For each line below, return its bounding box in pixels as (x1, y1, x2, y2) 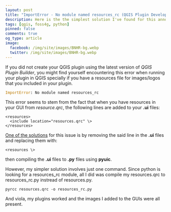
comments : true (5, 31, 38, 36)
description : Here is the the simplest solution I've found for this (5, 17, 156, 22)
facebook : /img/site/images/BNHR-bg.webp (10, 45, 99, 50)
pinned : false (5, 26, 36, 32)
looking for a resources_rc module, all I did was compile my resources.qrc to (5, 171, 165, 178)
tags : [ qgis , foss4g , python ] (5, 21, 70, 27)
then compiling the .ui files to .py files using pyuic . (5, 156, 112, 163)
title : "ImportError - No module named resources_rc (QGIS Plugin (5, 12, 149, 17)
